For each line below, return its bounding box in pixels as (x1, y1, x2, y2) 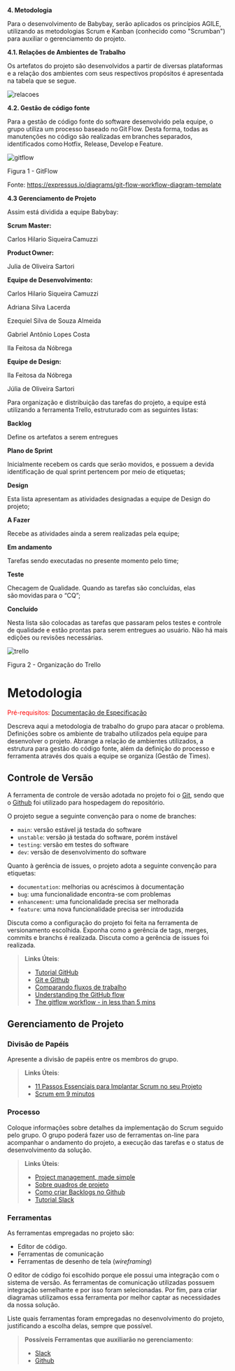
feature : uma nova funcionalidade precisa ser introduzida (17, 905, 184, 913)
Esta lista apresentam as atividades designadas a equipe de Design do (7, 495, 211, 503)
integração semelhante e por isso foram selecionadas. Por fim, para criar (7, 1286, 218, 1294)
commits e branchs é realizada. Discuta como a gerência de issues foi (7, 933, 209, 941)
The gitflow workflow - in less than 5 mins (34, 998, 156, 1006)
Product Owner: (7, 249, 55, 257)
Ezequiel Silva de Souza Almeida (7, 317, 101, 325)
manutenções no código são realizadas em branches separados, (7, 133, 193, 140)
